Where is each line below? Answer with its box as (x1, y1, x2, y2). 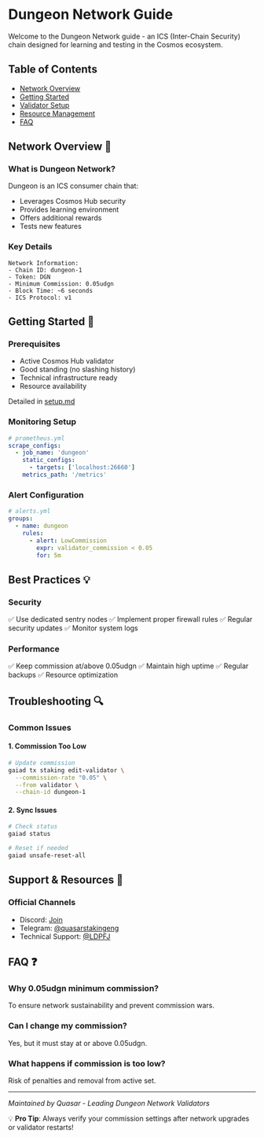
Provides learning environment (19, 205, 119, 214)
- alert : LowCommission (28, 537, 108, 545)
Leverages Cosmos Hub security (19, 197, 126, 206)
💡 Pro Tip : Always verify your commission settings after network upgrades (8, 1114, 250, 1123)
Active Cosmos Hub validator (19, 357, 115, 366)
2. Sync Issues (8, 805, 57, 815)
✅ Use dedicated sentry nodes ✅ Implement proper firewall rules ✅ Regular (8, 615, 253, 624)
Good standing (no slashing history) (19, 364, 136, 375)
